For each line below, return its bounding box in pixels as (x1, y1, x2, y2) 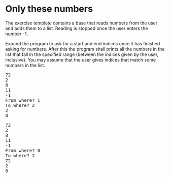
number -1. (5, 31, 28, 37)
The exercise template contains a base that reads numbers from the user (5, 20, 158, 26)
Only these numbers (5, 3, 93, 15)
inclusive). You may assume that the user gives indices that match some (5, 56, 156, 63)
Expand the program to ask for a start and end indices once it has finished (5, 40, 160, 46)
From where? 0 (5, 147, 41, 153)
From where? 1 (5, 97, 41, 103)
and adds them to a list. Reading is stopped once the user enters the (5, 25, 148, 31)
